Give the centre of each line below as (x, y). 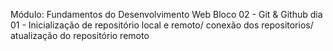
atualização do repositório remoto (80, 35)
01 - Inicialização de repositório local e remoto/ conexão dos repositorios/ (162, 25)
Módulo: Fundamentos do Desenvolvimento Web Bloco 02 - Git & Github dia (166, 14)
